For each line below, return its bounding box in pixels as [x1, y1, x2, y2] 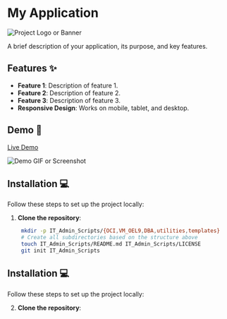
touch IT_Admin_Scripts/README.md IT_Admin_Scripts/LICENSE [20, 241, 202, 248]
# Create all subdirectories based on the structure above [20, 234, 198, 241]
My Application [7, 5, 99, 21]
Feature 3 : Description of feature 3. [17, 96, 121, 104]
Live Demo [7, 143, 39, 151]
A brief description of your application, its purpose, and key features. [7, 42, 208, 50]
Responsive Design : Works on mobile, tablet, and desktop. [17, 104, 189, 112]
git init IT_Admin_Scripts [20, 247, 100, 254]
